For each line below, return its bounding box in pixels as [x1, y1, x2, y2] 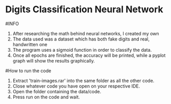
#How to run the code [5, 68, 52, 74]
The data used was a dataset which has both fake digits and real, [12, 36, 150, 42]
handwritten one [12, 41, 47, 47]
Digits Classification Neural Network [5, 4, 163, 15]
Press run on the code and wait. [12, 94, 80, 100]
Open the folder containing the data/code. [12, 88, 102, 94]
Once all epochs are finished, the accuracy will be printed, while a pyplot [12, 52, 166, 58]
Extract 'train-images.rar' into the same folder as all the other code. [12, 77, 155, 84]
